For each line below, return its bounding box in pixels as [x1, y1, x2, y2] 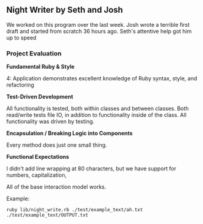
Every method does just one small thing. [6, 141, 107, 149]
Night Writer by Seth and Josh [6, 5, 123, 15]
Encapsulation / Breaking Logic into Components [6, 130, 133, 137]
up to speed [6, 33, 37, 41]
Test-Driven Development [6, 93, 73, 100]
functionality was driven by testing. [6, 118, 94, 125]
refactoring [6, 82, 35, 89]
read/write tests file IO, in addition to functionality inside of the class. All [6, 111, 187, 119]
